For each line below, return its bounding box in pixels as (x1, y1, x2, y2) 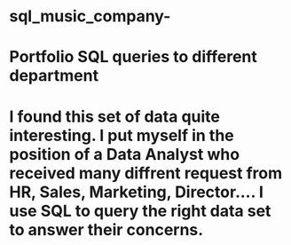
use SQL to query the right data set (9, 201, 271, 221)
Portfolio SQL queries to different (9, 47, 257, 67)
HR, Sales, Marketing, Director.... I (9, 182, 264, 202)
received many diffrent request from (9, 162, 283, 183)
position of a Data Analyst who (9, 144, 240, 164)
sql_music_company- (9, 6, 171, 27)
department (9, 66, 99, 86)
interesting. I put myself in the (9, 125, 235, 146)
